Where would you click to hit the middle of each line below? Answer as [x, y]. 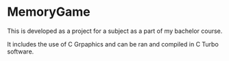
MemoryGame [49, 12]
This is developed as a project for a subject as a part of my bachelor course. [115, 31]
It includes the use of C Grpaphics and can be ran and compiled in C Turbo [113, 44]
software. [21, 51]
